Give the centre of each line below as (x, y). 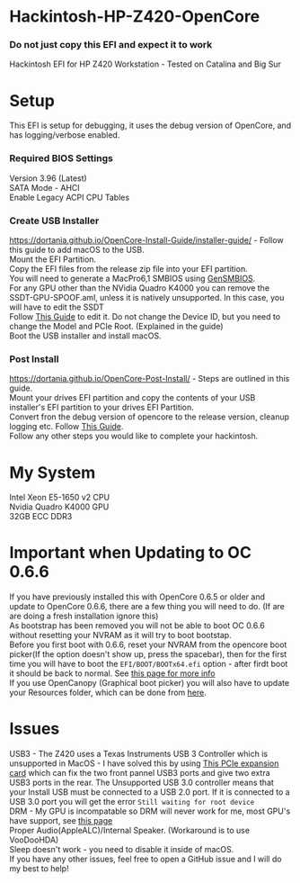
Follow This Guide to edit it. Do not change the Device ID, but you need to (145, 317)
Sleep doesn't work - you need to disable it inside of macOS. (122, 850)
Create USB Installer (54, 221)
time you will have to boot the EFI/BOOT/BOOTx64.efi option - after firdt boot (149, 664)
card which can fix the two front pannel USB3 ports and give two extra (140, 773)
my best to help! (39, 869)
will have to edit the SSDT (57, 307)
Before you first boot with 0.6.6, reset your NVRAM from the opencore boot (148, 644)
